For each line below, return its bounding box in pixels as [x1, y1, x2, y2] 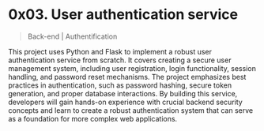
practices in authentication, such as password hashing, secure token [8, 80, 232, 90]
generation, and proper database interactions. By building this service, [8, 88, 238, 98]
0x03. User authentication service [8, 6, 239, 24]
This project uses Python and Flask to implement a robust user [8, 47, 212, 56]
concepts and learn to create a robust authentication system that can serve [8, 105, 254, 115]
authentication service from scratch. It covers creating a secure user [8, 55, 232, 65]
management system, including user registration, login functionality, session [8, 63, 257, 73]
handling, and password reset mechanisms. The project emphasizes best [8, 72, 247, 81]
